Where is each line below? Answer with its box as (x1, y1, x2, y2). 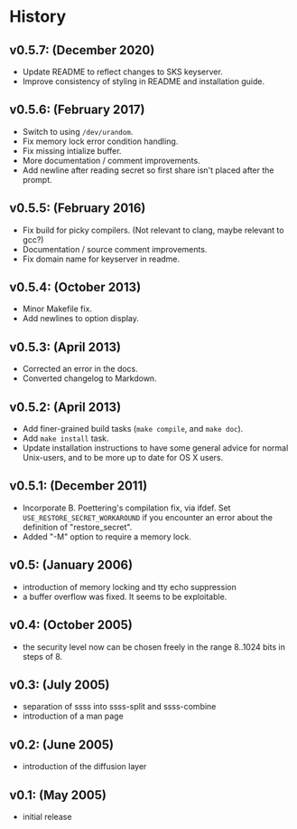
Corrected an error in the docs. (22, 364, 138, 375)
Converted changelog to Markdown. (22, 373, 157, 384)
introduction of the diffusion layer (22, 761, 147, 772)
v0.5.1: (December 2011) (9, 478, 148, 494)
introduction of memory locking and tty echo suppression (22, 581, 237, 592)
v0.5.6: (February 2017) (9, 102, 145, 118)
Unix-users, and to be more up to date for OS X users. (22, 453, 224, 463)
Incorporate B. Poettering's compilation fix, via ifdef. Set (22, 502, 231, 513)
